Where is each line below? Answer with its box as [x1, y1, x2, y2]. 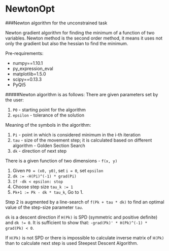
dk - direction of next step [12, 148, 67, 154]
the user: [5, 97, 24, 103]
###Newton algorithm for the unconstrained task [5, 20, 108, 26]
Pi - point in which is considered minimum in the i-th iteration [12, 131, 141, 137]
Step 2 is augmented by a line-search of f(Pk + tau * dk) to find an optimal [5, 199, 164, 205]
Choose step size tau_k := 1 [12, 184, 74, 190]
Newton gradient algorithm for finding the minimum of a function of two [5, 29, 155, 35]
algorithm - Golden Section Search [12, 142, 85, 149]
